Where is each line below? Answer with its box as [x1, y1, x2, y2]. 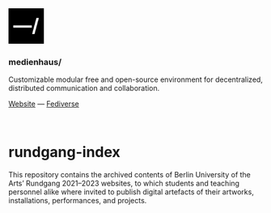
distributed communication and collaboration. [8, 83, 160, 93]
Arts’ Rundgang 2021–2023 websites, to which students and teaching [8, 178, 240, 189]
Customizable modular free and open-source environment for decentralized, [8, 75, 263, 84]
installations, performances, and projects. [8, 196, 147, 206]
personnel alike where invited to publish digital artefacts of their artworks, [8, 187, 255, 197]
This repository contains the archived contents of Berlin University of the [8, 170, 251, 180]
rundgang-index [8, 143, 121, 161]
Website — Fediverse [8, 99, 79, 109]
